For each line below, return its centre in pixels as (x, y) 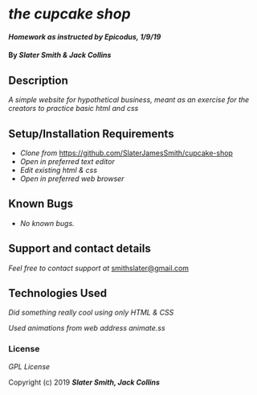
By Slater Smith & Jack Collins (60, 55)
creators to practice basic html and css (73, 109)
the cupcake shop (69, 14)
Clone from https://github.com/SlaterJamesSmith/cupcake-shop (126, 153)
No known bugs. (47, 223)
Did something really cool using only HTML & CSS (91, 313)
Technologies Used (57, 293)
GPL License (29, 366)
